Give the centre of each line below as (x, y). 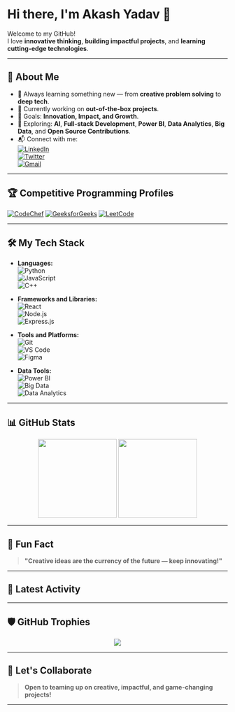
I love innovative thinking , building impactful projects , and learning (106, 41)
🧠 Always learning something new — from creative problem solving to (119, 94)
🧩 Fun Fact (30, 544)
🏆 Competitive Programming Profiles (91, 193)
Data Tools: (34, 371)
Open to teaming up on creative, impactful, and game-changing (119, 688)
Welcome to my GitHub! (41, 34)
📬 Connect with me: (48, 138)
